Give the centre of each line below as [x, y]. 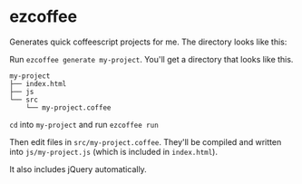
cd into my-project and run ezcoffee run [84, 124]
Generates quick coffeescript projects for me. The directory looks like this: [148, 42]
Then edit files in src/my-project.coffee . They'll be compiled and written [146, 141]
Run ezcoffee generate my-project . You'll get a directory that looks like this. [151, 59]
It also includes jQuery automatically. [78, 169]
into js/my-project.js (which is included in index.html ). [113, 151]
